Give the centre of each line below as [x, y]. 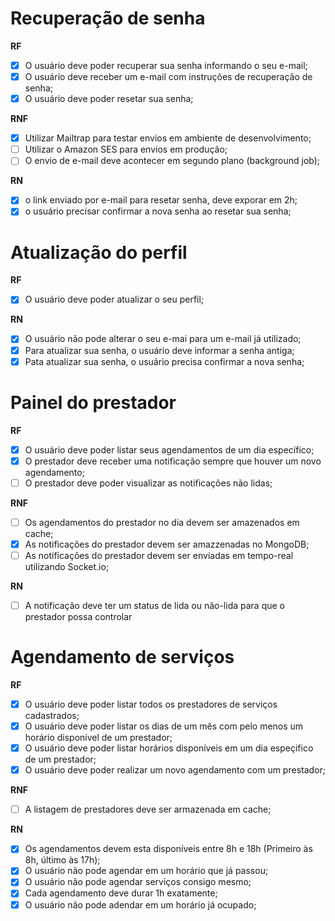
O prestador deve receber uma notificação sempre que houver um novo [173, 461]
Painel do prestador [93, 402]
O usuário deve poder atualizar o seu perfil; [114, 299]
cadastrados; [52, 715]
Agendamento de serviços [122, 657]
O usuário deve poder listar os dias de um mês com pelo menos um [164, 726]
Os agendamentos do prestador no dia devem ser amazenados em [162, 522]
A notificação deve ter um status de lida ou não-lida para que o [154, 605]
